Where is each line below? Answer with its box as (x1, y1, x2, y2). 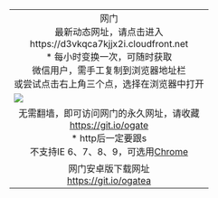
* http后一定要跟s (71, 131, 147, 144)
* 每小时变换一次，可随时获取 (45, 50, 173, 62)
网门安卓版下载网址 (68, 162, 151, 174)
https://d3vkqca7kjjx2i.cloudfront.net (29, 37, 189, 50)
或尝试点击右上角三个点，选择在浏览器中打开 (14, 77, 205, 90)
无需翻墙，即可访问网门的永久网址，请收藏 (18, 107, 201, 119)
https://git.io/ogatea (66, 174, 152, 186)
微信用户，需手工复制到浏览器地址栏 (32, 63, 187, 76)
